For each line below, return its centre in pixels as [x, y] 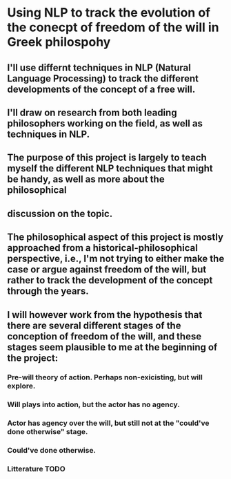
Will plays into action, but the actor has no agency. [94, 404]
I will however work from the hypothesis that [105, 315]
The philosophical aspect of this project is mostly [115, 237]
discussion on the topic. [60, 213]
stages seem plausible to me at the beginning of [112, 347]
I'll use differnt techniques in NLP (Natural [99, 67]
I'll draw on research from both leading [92, 112]
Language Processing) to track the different [103, 78]
